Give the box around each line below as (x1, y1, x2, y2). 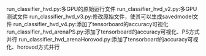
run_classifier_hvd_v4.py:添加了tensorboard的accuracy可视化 (13, 21, 169, 27)
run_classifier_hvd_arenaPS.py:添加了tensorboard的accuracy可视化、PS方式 (6, 28, 200, 35)
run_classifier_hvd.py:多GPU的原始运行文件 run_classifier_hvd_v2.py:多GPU (6, 5, 197, 12)
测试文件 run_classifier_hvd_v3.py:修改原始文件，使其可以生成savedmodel (6, 13, 193, 20)
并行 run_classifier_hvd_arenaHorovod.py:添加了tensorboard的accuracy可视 (6, 36, 199, 43)
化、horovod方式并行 (6, 43, 60, 51)
